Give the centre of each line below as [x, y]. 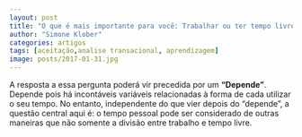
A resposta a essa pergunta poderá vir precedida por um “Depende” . [138, 85]
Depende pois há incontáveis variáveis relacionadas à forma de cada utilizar [150, 94]
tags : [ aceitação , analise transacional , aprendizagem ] [114, 51]
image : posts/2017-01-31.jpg [64, 59]
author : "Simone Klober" [56, 34]
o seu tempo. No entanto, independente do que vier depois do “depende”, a [149, 103]
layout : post [34, 17]
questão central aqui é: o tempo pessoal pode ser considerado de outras [144, 113]
